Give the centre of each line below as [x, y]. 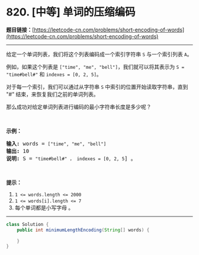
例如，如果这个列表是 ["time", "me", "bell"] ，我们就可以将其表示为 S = [95, 66]
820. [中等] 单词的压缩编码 [71, 12]
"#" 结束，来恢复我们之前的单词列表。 [52, 94]
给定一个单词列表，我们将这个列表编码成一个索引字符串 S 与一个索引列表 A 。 [99, 54]
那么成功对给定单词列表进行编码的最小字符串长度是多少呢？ [79, 107]
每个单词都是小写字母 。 [44, 208]
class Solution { [28, 224]
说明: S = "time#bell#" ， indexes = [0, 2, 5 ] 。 [71, 158]
